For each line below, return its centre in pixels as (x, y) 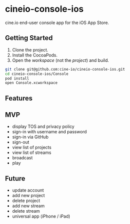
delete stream (26, 211)
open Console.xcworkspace (31, 83)
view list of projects (32, 148)
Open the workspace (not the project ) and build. (61, 60)
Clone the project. (30, 50)
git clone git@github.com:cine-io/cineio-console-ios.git (65, 69)
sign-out (21, 142)
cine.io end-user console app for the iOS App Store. (57, 23)
